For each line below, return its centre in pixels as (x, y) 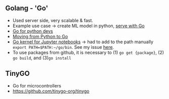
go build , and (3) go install (42, 58)
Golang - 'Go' (27, 8)
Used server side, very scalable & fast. (53, 20)
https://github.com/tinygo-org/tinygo (51, 91)
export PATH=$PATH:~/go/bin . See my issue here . (63, 47)
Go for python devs (33, 31)
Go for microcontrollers (37, 85)
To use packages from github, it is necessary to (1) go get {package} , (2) (88, 52)
